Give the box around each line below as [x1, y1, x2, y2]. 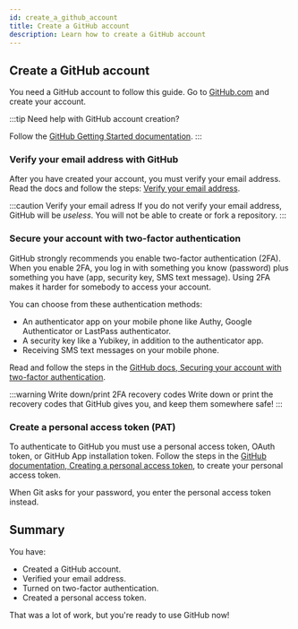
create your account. [9, 96, 87, 108]
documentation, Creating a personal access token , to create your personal [9, 461, 284, 471]
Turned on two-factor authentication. [21, 582, 159, 593]
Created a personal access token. [21, 592, 147, 603]
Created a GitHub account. [21, 564, 122, 574]
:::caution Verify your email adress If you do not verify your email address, [9, 201, 282, 211]
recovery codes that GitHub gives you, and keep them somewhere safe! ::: [9, 398, 284, 409]
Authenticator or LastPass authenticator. [21, 325, 172, 336]
